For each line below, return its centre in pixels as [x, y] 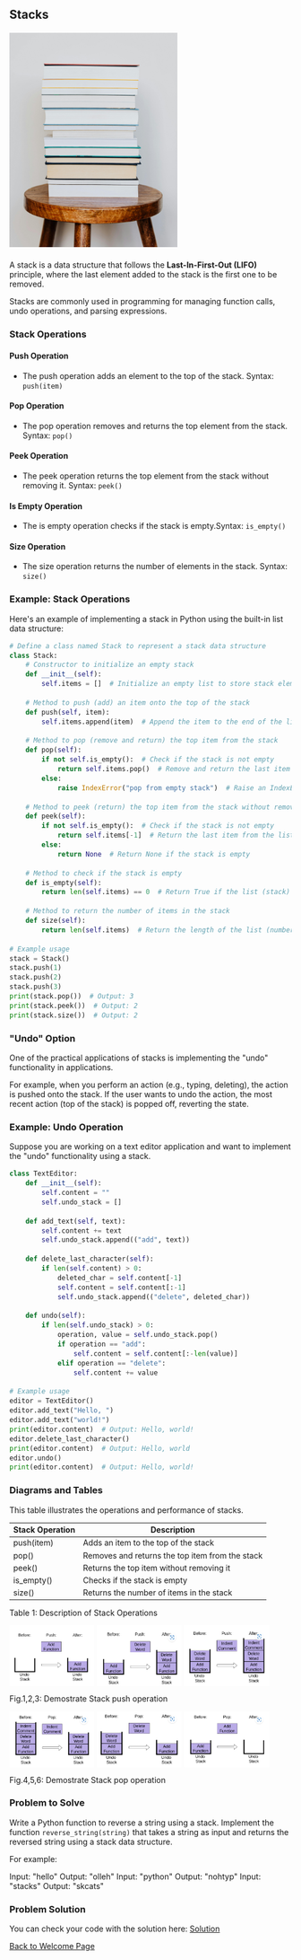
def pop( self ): [54, 750]
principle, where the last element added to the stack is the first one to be [143, 275]
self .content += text [82, 1230]
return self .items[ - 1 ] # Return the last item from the [166, 835]
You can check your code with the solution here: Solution [115, 1929]
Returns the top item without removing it [157, 1568]
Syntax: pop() [47, 435]
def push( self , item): [68, 712]
